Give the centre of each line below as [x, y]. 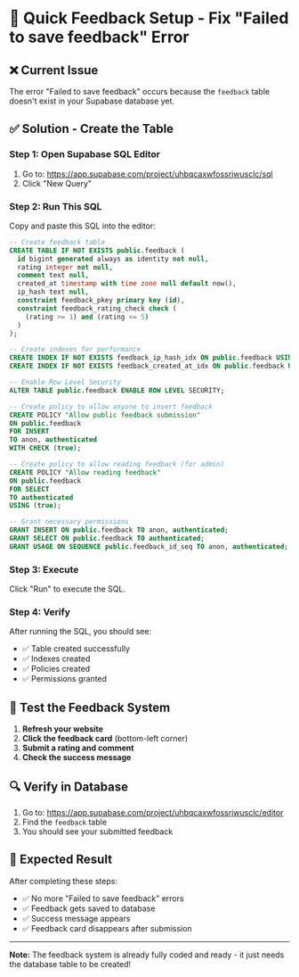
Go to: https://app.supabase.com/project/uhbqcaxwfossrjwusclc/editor [153, 813]
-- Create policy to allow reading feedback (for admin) [117, 464]
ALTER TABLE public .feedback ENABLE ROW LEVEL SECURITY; [117, 390]
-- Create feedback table [57, 242]
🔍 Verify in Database [69, 787]
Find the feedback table [65, 822]
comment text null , [53, 276]
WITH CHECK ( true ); [45, 448]
